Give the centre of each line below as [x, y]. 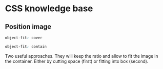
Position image [28, 27]
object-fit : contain [26, 46]
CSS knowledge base [49, 9]
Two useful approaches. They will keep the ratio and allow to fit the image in [82, 56]
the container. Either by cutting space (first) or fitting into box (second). [77, 61]
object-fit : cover [24, 38]
